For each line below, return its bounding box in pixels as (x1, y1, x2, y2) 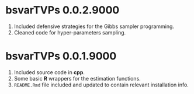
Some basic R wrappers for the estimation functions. (13, 75, 141, 82)
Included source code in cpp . (13, 68, 85, 76)
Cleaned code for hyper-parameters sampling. (13, 29, 126, 36)
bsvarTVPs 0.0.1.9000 (5, 50, 117, 63)
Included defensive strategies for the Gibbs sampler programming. (13, 23, 175, 30)
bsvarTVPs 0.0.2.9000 (5, 4, 120, 17)
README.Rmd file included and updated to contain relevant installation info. (13, 81, 189, 88)
